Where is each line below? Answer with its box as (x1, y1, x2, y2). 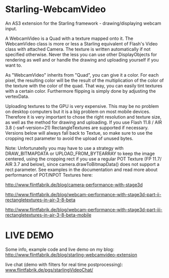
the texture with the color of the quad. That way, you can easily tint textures (5, 82, 162, 89)
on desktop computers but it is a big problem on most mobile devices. (5, 108, 150, 115)
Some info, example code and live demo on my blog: (5, 246, 115, 252)
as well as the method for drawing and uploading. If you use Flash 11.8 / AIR (5, 119, 162, 125)
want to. (5, 62, 22, 68)
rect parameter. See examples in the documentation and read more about (5, 166, 158, 173)
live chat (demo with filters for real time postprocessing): (5, 261, 123, 267)
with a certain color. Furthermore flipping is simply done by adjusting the (5, 88, 156, 94)
